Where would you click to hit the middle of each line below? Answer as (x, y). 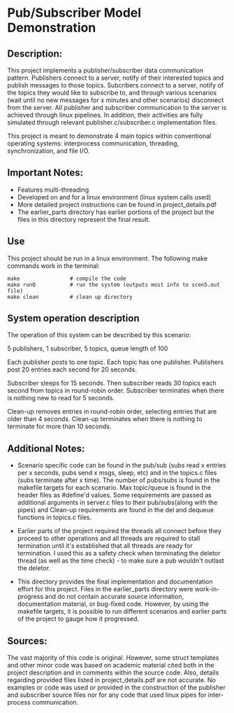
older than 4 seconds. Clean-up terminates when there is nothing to (105, 419)
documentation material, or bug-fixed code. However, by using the (113, 604)
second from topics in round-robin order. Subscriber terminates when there (116, 390)
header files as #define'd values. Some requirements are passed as (114, 495)
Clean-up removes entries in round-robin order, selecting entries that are (112, 411)
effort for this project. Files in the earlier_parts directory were (105, 589)
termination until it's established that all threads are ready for (105, 546)
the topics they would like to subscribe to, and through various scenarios (112, 93)
